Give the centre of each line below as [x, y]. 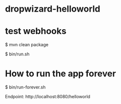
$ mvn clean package [27, 45]
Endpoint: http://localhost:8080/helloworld [48, 97]
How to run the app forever [60, 74]
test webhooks [36, 31]
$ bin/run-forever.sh [25, 87]
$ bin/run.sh [17, 54]
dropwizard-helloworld [53, 9]
